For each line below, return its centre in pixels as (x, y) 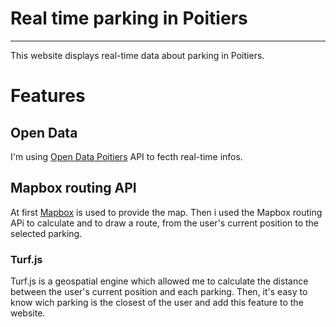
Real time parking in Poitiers (129, 18)
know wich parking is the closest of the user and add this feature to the (157, 303)
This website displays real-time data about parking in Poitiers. (137, 55)
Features (48, 96)
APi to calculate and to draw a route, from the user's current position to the (165, 223)
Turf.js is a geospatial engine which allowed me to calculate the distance (159, 281)
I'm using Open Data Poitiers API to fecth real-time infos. (126, 156)
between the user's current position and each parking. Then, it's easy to (159, 292)
